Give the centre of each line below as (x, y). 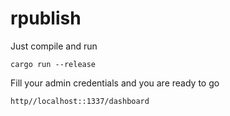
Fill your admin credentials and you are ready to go (115, 83)
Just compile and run (54, 46)
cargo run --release (53, 64)
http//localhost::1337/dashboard (80, 101)
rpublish (46, 18)
